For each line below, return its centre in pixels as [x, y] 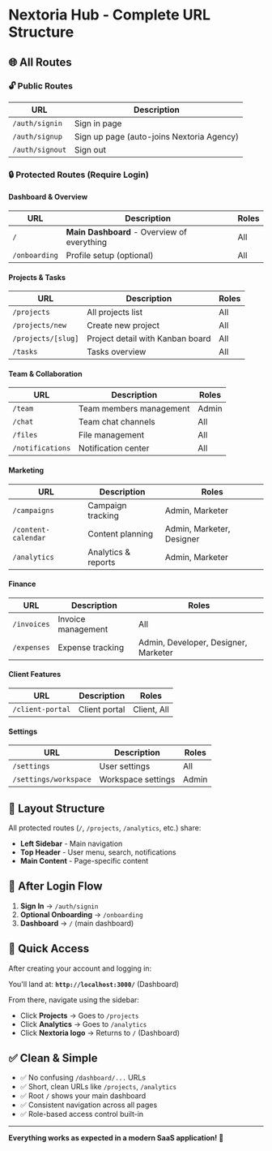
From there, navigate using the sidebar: [74, 999]
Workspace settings [137, 779]
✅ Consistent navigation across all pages [89, 1105]
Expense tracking [91, 647]
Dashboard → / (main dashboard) [77, 923]
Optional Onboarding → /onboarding [81, 914]
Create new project [123, 325]
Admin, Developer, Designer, [193, 642]
